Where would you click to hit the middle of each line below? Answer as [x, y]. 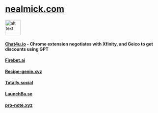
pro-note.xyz [19, 105]
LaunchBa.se [19, 93]
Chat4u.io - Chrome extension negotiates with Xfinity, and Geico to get [79, 44]
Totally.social [19, 83]
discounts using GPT [27, 49]
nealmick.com [35, 9]
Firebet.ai [15, 60]
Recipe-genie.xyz [24, 71]
